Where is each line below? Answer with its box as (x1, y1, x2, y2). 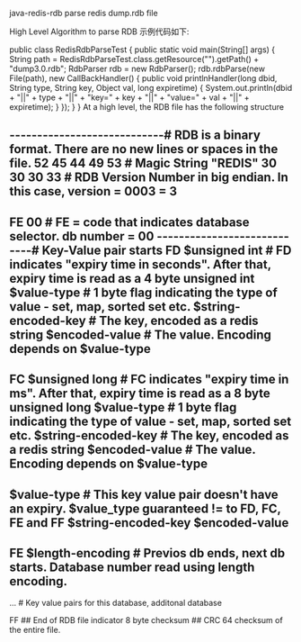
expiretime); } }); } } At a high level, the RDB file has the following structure (9, 102, 285, 112)
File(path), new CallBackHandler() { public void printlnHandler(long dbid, (9, 73, 278, 84)
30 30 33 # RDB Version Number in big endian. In (9, 170, 289, 185)
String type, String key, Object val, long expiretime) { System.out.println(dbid (9, 83, 293, 93)
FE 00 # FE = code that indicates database (9, 214, 250, 230)
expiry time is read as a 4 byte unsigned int (9, 270, 255, 286)
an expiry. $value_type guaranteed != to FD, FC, (9, 501, 281, 516)
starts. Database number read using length (9, 559, 255, 574)
